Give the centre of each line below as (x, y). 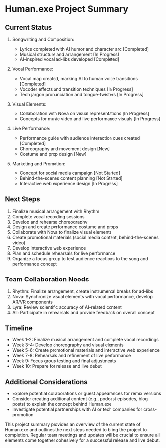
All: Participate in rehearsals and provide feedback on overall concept (83, 312)
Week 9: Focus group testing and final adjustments (64, 361)
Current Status (28, 28)
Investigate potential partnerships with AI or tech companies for (77, 409)
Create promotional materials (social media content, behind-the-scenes (85, 237)
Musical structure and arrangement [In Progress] (70, 54)
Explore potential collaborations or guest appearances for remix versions (86, 394)
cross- (150, 409)
